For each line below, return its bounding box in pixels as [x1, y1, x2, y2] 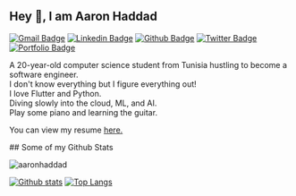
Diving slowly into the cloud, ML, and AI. [9, 98, 157, 108]
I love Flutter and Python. [9, 88, 102, 98]
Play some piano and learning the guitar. [9, 107, 158, 117]
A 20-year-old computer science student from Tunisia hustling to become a [9, 59, 288, 70]
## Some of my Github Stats [9, 141, 114, 152]
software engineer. [9, 69, 79, 80]
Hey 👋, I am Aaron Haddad [9, 9, 158, 24]
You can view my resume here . [9, 124, 123, 135]
